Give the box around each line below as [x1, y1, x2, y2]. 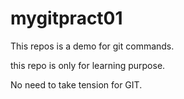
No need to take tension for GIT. [10, 78, 143, 91]
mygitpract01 [10, 7, 123, 30]
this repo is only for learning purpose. [10, 59, 166, 71]
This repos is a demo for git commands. [10, 40, 175, 52]
